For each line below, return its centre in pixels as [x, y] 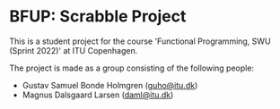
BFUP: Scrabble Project [98, 17]
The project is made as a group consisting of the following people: [131, 68]
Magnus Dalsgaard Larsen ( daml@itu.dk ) [98, 95]
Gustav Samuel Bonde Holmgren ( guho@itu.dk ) [110, 85]
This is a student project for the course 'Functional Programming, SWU [140, 41]
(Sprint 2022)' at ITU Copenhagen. [74, 50]
